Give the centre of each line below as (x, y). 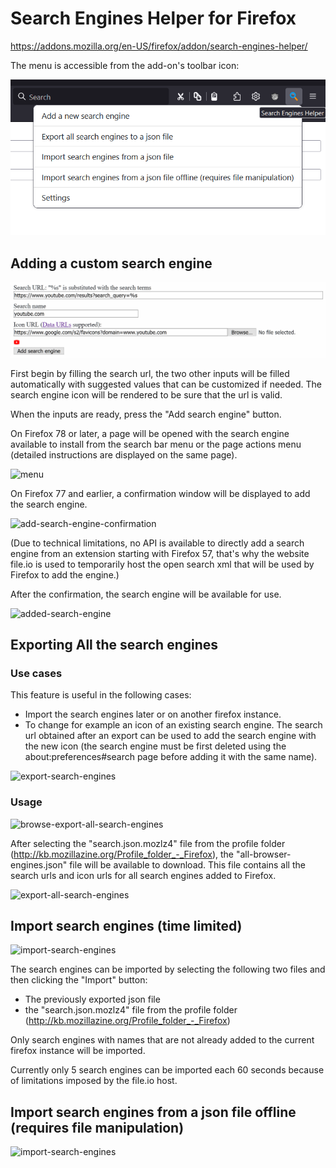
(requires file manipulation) (97, 1127)
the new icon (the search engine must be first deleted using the (155, 746)
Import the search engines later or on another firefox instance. (153, 714)
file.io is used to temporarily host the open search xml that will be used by (162, 564)
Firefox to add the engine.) (65, 574)
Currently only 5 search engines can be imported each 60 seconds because (167, 1070)
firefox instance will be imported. (78, 1051)
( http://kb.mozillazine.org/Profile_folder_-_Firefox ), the (122, 854)
